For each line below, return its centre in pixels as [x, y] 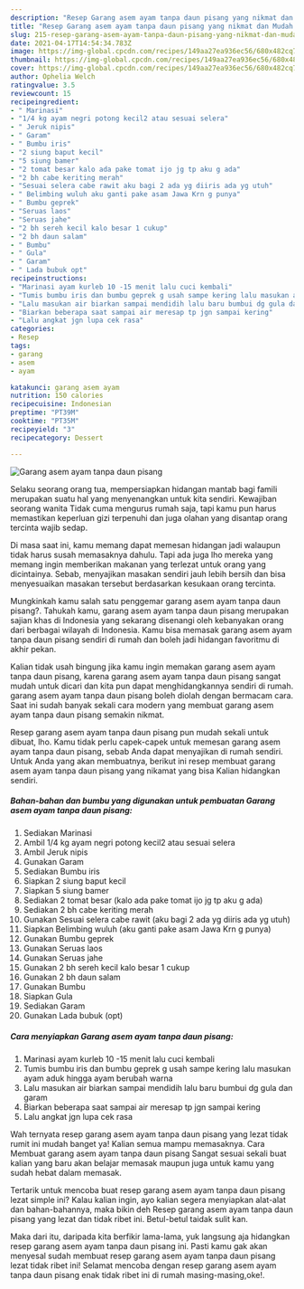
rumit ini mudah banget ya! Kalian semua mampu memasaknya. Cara [138, 1144]
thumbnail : [31, 60]
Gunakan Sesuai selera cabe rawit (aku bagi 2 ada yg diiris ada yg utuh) [157, 920]
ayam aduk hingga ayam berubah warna [98, 1078]
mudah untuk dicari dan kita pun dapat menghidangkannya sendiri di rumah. [152, 686]
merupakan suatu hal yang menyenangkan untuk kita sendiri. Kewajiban [144, 498]
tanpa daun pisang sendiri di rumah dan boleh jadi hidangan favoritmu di [145, 640]
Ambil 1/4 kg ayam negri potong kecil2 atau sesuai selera [129, 843]
